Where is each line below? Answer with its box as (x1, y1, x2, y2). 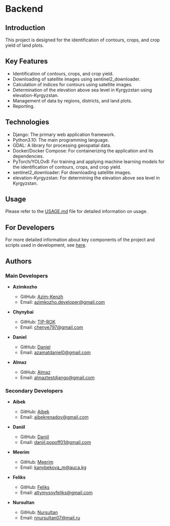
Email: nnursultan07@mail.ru (20, 515, 80, 521)
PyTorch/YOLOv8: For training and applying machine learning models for (12, 159, 165, 165)
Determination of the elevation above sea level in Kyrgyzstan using (12, 87, 152, 93)
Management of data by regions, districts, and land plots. (12, 97, 132, 103)
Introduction (5, 23, 46, 32)
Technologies (5, 118, 50, 126)
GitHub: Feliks (20, 484, 50, 490)
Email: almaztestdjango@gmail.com (20, 374, 95, 380)
